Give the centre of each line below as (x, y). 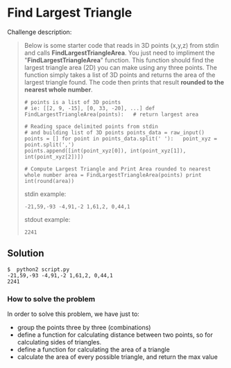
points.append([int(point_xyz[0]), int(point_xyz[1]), (105, 150)
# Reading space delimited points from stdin (91, 126)
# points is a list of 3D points (72, 102)
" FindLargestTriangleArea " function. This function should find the (119, 60)
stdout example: (47, 219)
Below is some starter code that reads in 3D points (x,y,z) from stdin (121, 45)
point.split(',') (49, 144)
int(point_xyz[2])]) (54, 157)
